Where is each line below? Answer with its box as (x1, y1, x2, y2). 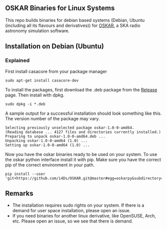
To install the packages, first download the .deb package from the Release (5, 86, 158, 92)
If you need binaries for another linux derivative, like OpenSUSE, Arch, (12, 213, 157, 219)
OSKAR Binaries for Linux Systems (5, 4, 115, 12)
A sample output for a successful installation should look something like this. (5, 110, 162, 116)
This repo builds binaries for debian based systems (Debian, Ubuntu (5, 17, 145, 23)
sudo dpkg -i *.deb (5, 101, 46, 106)
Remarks (5, 189, 34, 198)
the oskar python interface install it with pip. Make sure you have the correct (5, 156, 162, 162)
